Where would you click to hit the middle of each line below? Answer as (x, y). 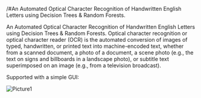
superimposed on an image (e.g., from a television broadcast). (84, 65)
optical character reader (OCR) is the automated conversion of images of (97, 40)
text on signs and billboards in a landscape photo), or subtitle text (88, 59)
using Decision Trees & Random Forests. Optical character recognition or (97, 33)
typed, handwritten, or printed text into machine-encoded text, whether (95, 46)
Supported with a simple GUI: (43, 77)
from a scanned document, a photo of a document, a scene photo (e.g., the (100, 53)
